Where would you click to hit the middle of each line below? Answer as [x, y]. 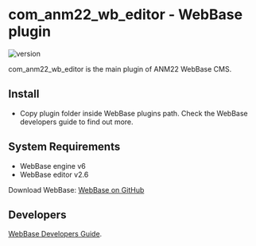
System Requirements [64, 147]
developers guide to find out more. [76, 122]
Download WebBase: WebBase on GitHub [76, 189]
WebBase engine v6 [52, 166]
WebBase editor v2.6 [54, 174]
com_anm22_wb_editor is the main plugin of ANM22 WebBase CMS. [120, 68]
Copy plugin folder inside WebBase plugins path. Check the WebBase [134, 113]
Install [24, 94]
